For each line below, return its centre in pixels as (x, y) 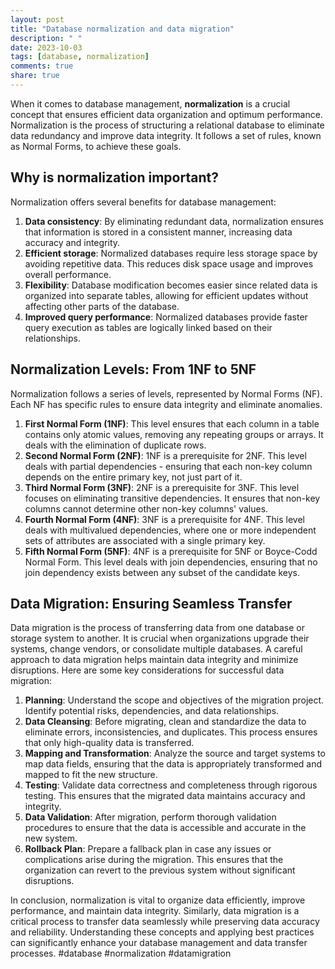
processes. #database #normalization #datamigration (121, 953)
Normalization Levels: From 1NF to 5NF (133, 369)
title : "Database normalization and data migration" (122, 29)
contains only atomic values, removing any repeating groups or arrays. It (174, 434)
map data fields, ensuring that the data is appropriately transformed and (173, 764)
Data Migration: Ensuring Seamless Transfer (151, 603)
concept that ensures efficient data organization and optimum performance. (166, 114)
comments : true (42, 66)
